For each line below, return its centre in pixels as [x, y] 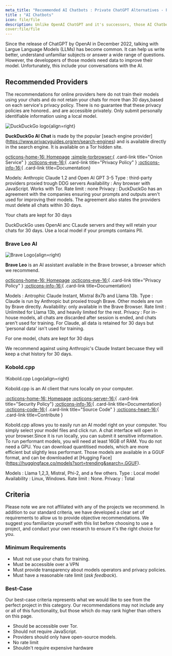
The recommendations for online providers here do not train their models [82, 94]
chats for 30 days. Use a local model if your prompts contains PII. [74, 230]
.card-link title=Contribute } [34, 415]
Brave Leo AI [21, 244]
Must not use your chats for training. [51, 559]
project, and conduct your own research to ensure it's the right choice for [83, 529]
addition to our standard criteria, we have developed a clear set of [75, 513]
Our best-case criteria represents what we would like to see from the [78, 599]
